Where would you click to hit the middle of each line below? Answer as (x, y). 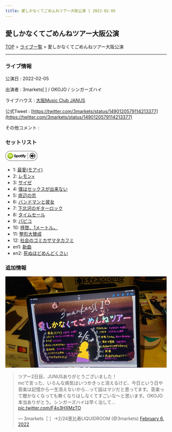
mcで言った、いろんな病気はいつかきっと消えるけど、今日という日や (90, 383)
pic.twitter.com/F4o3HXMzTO (49, 408)
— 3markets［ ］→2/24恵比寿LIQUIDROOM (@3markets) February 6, (91, 418)
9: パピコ (22, 221)
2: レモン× (24, 176)
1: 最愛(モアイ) (28, 170)
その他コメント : (22, 127)
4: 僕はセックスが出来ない (40, 189)
